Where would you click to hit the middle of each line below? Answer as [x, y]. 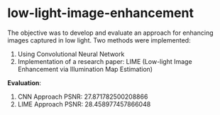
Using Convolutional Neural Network [71, 54]
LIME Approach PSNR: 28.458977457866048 [84, 104]
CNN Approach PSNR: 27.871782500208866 [83, 97]
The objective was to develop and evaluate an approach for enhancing [110, 33]
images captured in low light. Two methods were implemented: [99, 40]
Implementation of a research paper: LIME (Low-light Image [105, 61]
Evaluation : [24, 82]
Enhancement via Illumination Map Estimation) [85, 69]
